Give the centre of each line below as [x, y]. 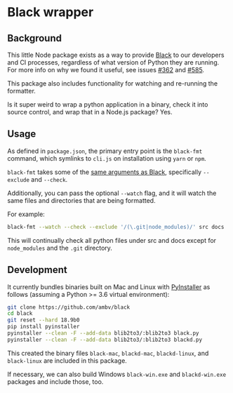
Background [34, 38]
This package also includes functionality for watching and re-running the [113, 84]
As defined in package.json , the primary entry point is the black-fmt [105, 151]
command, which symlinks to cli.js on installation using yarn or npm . [107, 158]
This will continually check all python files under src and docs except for [112, 240]
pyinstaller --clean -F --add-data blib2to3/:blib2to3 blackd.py [105, 340]
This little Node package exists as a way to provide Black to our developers [116, 55]
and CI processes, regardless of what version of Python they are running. [113, 62]
